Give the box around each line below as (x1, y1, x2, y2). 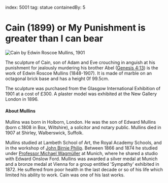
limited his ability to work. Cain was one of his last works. (5, 172, 125, 178)
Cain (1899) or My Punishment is (5, 22, 146, 33)
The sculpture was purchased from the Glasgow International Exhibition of (5, 85, 161, 91)
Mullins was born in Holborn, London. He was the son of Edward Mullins (5, 119, 156, 125)
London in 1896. (5, 96, 39, 102)
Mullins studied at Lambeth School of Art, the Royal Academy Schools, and (5, 139, 162, 146)
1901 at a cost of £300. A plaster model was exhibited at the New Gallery (5, 91, 157, 97)
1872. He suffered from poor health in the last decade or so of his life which (5, 167, 163, 173)
